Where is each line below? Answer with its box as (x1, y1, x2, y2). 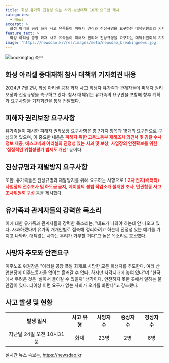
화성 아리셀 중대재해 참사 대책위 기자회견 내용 (5, 71, 137, 79)
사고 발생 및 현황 (5, 298, 53, 307)
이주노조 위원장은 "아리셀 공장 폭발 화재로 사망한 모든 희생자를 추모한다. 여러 (5, 263, 155, 269)
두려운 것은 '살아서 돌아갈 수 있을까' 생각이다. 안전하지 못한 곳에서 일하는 (14, 276, 157, 282)
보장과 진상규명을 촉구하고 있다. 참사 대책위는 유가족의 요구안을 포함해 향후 (5, 91, 152, 97)
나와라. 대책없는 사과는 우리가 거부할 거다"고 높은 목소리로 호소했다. (14, 233, 147, 239)
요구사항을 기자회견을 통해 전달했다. (10, 98, 80, 104)
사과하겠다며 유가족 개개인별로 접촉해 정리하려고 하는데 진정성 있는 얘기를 (12, 227, 156, 232)
